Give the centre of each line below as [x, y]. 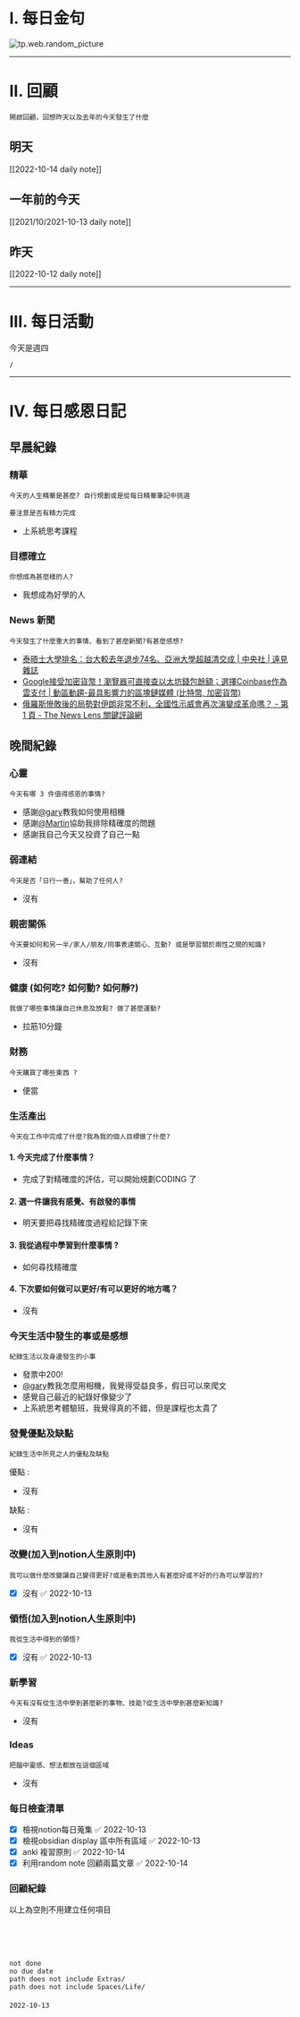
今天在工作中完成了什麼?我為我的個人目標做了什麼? [90, 1137]
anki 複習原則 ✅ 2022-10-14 [74, 1852]
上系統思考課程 [50, 531]
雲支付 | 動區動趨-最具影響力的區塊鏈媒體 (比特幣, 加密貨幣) [131, 692]
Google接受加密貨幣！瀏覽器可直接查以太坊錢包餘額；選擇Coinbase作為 [154, 681]
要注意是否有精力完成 [42, 513]
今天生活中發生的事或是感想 [69, 1335]
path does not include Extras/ [67, 1979]
